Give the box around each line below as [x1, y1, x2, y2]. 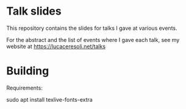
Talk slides [6, 4, 62, 18]
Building [6, 64, 49, 78]
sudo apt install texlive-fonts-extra [6, 96, 93, 103]
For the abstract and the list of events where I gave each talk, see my [6, 36, 180, 43]
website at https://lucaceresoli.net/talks [6, 43, 106, 50]
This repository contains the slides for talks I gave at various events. [6, 24, 178, 32]
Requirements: [6, 84, 43, 91]
